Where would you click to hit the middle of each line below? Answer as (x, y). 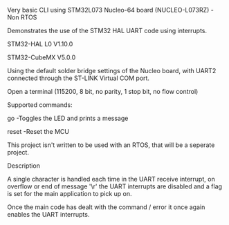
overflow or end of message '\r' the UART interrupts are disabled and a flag (115, 186)
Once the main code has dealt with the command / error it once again (106, 207)
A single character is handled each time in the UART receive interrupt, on (111, 179)
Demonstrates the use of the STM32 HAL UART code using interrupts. (107, 31)
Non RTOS (22, 17)
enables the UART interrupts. (48, 214)
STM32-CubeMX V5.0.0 (42, 57)
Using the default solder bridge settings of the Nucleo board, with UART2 (112, 71)
